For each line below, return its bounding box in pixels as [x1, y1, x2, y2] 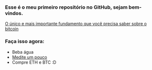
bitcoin [5, 26, 19, 32]
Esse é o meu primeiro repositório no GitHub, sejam [5, 4, 128, 11]
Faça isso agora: [5, 38, 44, 45]
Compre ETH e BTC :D [12, 59, 56, 65]
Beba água [12, 49, 34, 55]
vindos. [5, 10, 23, 16]
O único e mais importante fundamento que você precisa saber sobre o [5, 21, 147, 27]
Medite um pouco [12, 54, 47, 60]
